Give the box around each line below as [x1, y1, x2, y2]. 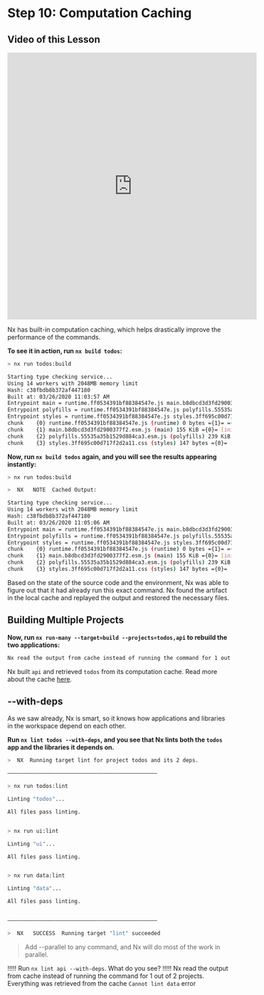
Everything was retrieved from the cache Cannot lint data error [7, 979, 196, 987]
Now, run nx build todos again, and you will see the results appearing [7, 452, 217, 460]
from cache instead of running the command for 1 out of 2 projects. [7, 972, 205, 980]
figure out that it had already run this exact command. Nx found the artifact [7, 586, 228, 594]
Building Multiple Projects [7, 614, 125, 626]
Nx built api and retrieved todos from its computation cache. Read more [7, 667, 218, 675]
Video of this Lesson [7, 33, 101, 46]
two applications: [7, 641, 60, 649]
